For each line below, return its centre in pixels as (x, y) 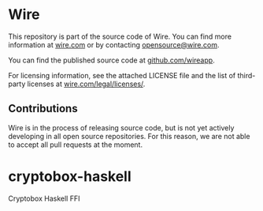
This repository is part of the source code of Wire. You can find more (120, 36)
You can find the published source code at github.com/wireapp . (111, 60)
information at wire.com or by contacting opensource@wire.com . (114, 44)
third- (246, 75)
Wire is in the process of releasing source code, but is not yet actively (121, 127)
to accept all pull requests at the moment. (76, 145)
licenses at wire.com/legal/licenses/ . (86, 84)
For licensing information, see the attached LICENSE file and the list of (122, 75)
